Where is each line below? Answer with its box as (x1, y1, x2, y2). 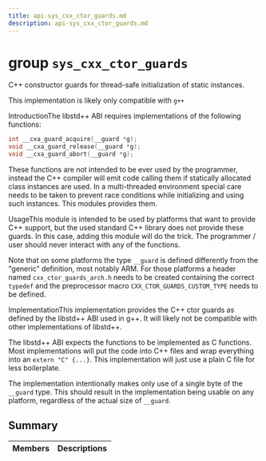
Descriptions (57, 443, 108, 454)
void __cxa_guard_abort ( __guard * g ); (8, 150, 134, 159)
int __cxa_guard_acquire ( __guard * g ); (8, 135, 137, 144)
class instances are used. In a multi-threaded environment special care (8, 182, 242, 192)
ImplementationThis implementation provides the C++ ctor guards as (8, 305, 235, 315)
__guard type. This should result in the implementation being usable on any (8, 387, 254, 397)
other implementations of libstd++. (8, 322, 122, 332)
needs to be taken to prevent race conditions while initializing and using (8, 190, 244, 200)
